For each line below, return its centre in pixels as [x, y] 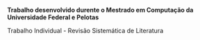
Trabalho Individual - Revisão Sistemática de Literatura [85, 31]
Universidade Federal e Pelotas [53, 17]
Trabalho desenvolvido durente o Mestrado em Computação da [100, 10]
